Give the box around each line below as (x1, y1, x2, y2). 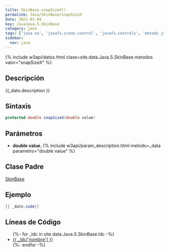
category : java (5, 26, 37, 31)
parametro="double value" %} (12, 148, 75, 154)
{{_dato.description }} (5, 87, 50, 93)
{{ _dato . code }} (5, 204, 39, 209)
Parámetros (5, 129, 43, 138)
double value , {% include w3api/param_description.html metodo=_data (12, 143, 161, 149)
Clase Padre (5, 162, 44, 171)
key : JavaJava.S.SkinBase (5, 21, 59, 27)
